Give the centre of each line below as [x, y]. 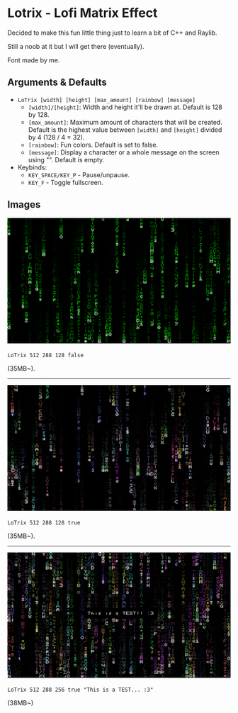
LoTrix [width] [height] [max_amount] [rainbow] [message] [107, 100]
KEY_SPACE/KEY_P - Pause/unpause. [79, 174]
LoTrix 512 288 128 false [45, 356]
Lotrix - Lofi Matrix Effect [83, 13]
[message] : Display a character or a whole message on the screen [124, 152]
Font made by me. [34, 60]
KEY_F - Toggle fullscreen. [66, 182]
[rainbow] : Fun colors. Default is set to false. [93, 145]
